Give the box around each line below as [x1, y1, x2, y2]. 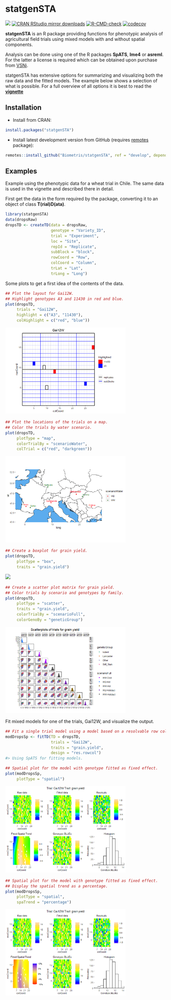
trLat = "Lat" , [50, 266, 83, 271]
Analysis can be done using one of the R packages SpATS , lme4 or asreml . [5, 51, 164, 57]
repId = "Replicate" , [50, 244, 97, 249]
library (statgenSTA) [5, 212, 49, 217]
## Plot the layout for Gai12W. [5, 291, 74, 296]
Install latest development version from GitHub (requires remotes [12, 137, 149, 143]
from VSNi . [5, 62, 28, 68]
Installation [5, 103, 42, 112]
